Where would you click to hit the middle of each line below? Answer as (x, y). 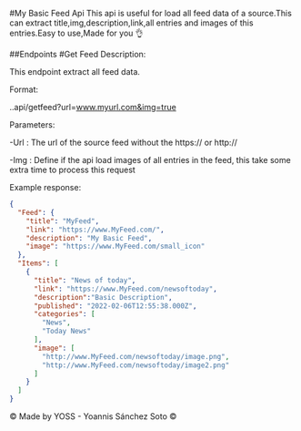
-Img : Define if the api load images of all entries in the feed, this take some (150, 160)
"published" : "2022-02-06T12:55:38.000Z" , (115, 306)
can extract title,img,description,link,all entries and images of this (131, 23)
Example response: (45, 187)
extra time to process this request (73, 169)
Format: (24, 89)
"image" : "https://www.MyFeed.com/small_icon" (115, 246)
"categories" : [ (64, 314)
